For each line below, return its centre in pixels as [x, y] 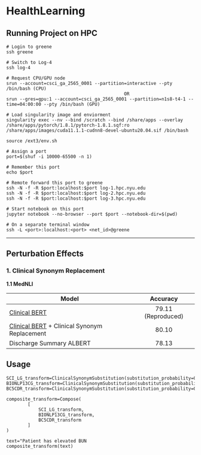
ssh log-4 [19, 68]
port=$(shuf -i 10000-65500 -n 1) [49, 157]
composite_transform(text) [40, 446]
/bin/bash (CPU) [26, 88]
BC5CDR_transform [60, 420]
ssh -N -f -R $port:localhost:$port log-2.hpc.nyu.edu [76, 193]
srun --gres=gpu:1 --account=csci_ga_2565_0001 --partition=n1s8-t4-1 [96, 99]
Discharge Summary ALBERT [50, 343]
